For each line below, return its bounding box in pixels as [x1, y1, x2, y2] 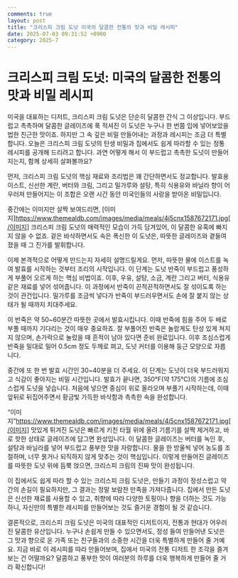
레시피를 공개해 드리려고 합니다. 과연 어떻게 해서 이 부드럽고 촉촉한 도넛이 [7, 148, 210, 157]
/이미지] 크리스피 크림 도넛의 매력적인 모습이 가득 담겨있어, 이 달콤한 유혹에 [7, 223, 215, 231]
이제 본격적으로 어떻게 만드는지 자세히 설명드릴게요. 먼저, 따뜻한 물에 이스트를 [7, 256, 222, 264]
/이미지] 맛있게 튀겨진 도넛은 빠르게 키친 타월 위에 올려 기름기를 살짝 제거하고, [7, 426, 222, 434]
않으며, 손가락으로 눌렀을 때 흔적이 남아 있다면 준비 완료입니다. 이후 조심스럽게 [14, 333, 231, 342]
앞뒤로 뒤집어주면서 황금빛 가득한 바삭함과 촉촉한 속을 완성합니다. [7, 393, 188, 401]
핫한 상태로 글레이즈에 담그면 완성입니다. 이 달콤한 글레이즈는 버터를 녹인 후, [14, 435, 225, 443]
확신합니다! [14, 563, 46, 572]
